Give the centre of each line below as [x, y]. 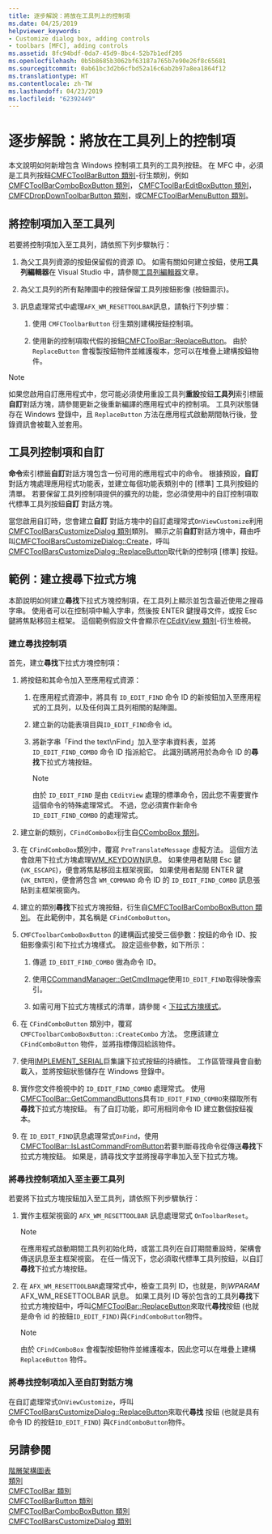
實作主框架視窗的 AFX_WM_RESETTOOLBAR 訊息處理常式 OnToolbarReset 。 [136, 1216]
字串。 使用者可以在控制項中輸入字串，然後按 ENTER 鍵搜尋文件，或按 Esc [133, 610]
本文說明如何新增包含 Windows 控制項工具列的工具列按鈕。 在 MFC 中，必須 [136, 165]
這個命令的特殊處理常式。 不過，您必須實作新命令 [115, 805]
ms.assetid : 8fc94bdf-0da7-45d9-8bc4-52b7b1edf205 [96, 53]
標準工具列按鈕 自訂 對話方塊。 [66, 504]
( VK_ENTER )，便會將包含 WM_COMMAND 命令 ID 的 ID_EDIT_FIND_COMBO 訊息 [136, 880]
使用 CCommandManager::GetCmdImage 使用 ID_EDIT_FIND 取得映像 [143, 979]
